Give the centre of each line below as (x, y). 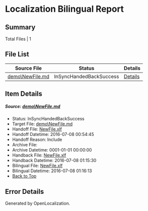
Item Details (24, 94)
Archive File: (25, 145)
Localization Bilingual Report (64, 9)
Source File (28, 68)
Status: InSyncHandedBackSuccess (48, 119)
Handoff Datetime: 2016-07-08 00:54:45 (53, 134)
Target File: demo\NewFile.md (42, 124)
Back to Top (24, 176)
